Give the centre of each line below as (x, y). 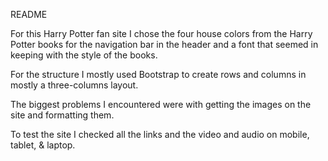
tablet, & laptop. (43, 145)
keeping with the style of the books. (84, 55)
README (29, 14)
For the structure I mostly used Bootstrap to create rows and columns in (158, 74)
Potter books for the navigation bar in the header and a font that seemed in (164, 44)
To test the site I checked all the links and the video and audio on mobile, (160, 134)
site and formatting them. (62, 115)
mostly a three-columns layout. (74, 85)
